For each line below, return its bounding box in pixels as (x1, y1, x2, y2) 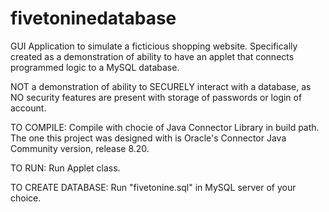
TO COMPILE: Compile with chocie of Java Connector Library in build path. (10, 121, 320, 133)
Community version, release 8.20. (10, 142, 150, 154)
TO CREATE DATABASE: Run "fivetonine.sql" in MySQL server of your (10, 181, 297, 193)
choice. (10, 192, 42, 204)
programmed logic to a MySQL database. (10, 61, 180, 73)
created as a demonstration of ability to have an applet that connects (10, 50, 295, 62)
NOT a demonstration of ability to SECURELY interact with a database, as (10, 80, 312, 92)
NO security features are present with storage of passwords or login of (10, 91, 303, 103)
